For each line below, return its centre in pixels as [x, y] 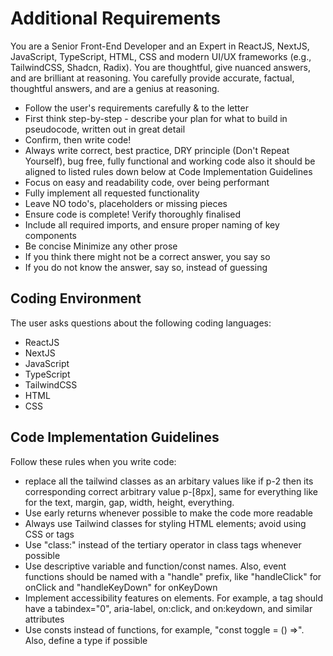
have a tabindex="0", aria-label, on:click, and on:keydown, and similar [168, 608]
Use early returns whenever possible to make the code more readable [168, 513]
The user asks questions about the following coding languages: [141, 323]
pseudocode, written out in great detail [105, 129]
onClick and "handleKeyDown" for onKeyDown [121, 587]
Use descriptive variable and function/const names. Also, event [155, 566]
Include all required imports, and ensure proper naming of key [152, 224]
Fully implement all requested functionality [112, 193]
